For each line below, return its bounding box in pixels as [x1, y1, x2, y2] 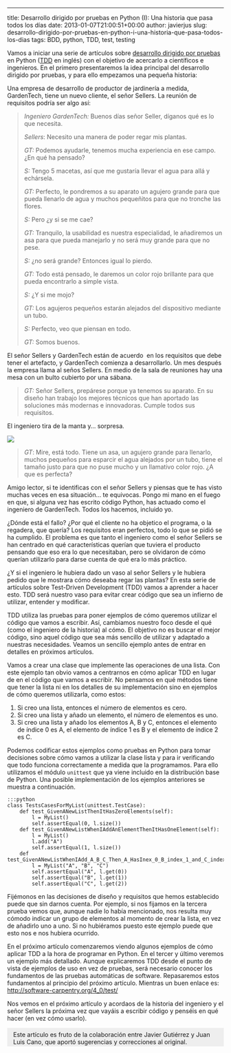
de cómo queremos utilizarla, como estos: [7, 690, 126, 699]
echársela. [23, 174, 54, 182]
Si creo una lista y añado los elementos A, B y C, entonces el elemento [16, 719, 217, 726]
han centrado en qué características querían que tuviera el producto [7, 541, 201, 549]
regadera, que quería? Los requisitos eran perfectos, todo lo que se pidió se [7, 526, 222, 534]
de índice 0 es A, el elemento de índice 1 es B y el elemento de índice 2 [16, 725, 219, 734]
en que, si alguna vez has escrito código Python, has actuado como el [7, 498, 206, 506]
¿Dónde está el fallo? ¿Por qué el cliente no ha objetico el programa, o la [7, 519, 212, 526]
